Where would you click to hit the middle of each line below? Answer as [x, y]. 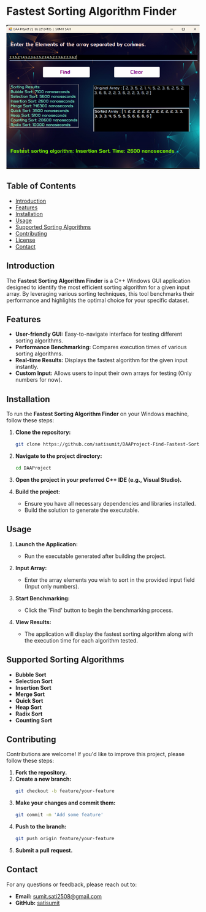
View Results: [33, 622]
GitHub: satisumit [37, 903]
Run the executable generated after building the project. [95, 556]
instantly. [27, 367]
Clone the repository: [43, 432]
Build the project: [37, 492]
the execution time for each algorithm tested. [81, 640]
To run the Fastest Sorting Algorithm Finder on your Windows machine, [98, 414]
